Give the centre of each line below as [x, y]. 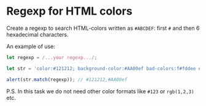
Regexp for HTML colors [70, 11]
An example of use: [31, 46]
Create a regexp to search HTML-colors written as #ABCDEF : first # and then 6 [103, 28]
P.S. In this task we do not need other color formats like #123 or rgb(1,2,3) [100, 91]
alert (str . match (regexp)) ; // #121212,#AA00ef [67, 79]
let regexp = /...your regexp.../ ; [52, 57]
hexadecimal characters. [37, 34]
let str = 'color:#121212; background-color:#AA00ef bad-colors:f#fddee [101, 68]
